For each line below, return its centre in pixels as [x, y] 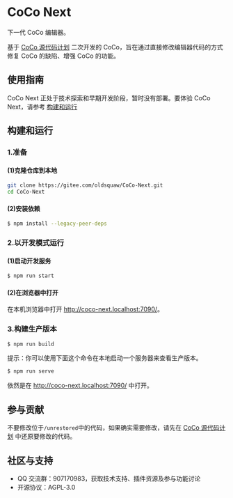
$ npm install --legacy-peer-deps [57, 224]
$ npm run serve [31, 371]
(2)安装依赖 [24, 208]
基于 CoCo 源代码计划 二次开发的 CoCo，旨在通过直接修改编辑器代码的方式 [115, 47]
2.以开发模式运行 [36, 243]
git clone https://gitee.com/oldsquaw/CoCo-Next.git [85, 185]
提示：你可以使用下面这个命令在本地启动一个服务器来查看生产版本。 [105, 358]
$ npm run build [31, 344]
